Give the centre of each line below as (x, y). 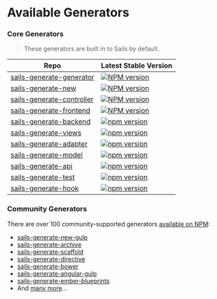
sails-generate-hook (45, 188)
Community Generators (47, 209)
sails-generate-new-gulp (52, 237)
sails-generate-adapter (49, 144)
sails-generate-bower (48, 266)
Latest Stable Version (137, 66)
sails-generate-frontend (51, 111)
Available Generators (68, 13)
